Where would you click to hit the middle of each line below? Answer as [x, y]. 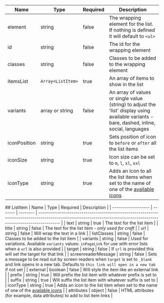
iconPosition [22, 143]
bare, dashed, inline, [132, 123]
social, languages [129, 129]
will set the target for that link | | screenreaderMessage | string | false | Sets [81, 254]
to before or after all [133, 143]
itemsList [18, 81]
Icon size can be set [132, 157]
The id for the [124, 44]
